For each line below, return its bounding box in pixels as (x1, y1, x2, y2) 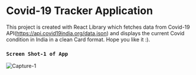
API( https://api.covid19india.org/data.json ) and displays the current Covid (6, 29, 185, 36)
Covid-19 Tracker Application (6, 4, 153, 18)
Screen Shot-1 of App (6, 50, 68, 57)
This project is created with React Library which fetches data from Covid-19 (6, 23, 190, 30)
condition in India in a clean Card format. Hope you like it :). (6, 36, 151, 43)
